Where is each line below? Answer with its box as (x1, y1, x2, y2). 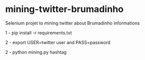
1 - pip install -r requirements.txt (5, 29, 72, 35)
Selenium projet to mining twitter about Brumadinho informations (5, 20, 140, 26)
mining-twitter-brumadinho (5, 3, 124, 15)
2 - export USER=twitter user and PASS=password (5, 39, 111, 45)
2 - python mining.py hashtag (5, 49, 67, 55)
